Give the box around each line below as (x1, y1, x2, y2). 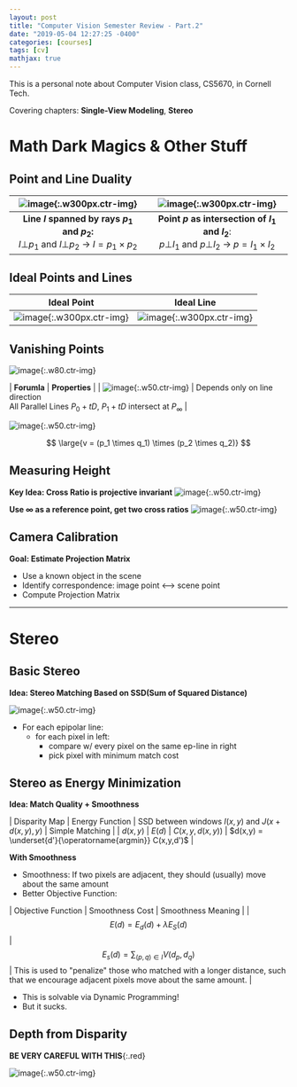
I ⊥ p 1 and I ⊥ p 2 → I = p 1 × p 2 (18, 239, 138, 253)
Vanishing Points (9, 341, 104, 356)
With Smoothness (9, 852, 77, 863)
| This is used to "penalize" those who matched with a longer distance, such (9, 966, 286, 976)
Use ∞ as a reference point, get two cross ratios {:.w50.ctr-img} (9, 504, 278, 514)
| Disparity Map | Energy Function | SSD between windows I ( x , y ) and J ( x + (9, 817, 281, 827)
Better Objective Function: (21, 888, 118, 899)
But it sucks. (21, 1001, 68, 1012)
